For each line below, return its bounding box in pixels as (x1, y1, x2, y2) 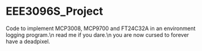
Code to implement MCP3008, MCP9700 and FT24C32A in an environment (6, 25, 196, 32)
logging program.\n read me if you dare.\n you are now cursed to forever (6, 31, 189, 38)
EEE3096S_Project (6, 4, 103, 18)
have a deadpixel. (6, 37, 50, 45)
